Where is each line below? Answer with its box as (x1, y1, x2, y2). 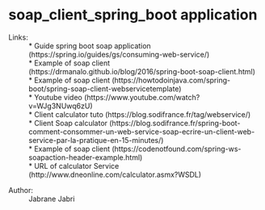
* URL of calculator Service (28, 161, 120, 170)
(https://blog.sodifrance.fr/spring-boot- (108, 118, 241, 128)
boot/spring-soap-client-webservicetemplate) (28, 83, 182, 94)
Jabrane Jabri (28, 194, 75, 204)
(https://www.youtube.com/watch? (83, 92, 200, 102)
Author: (8, 185, 34, 195)
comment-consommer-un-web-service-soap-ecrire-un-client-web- (28, 127, 255, 136)
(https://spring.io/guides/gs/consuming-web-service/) (28, 49, 210, 59)
